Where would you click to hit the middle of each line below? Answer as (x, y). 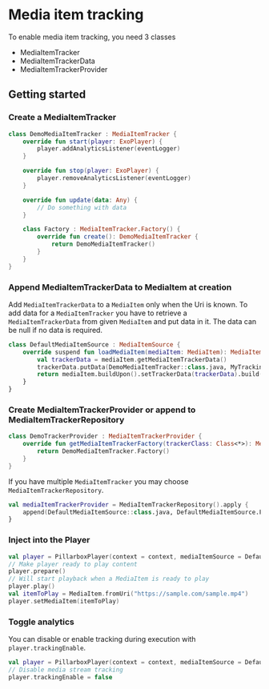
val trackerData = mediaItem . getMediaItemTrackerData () (132, 359)
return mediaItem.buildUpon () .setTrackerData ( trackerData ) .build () (152, 375)
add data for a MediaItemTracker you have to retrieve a (98, 313)
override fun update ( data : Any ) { (80, 200)
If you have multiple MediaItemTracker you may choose (98, 481)
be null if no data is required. (55, 330)
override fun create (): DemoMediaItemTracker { (118, 237)
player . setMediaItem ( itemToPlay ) (64, 601)
